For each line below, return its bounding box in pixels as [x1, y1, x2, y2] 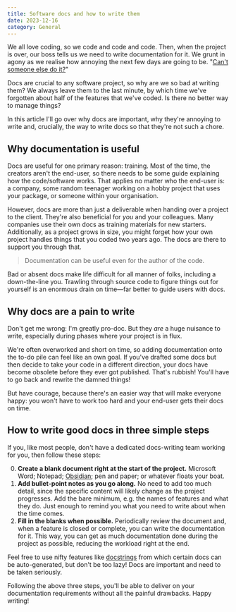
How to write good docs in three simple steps [7, 424, 210, 436]
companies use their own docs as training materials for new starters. [7, 220, 206, 229]
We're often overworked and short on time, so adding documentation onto [7, 345, 223, 353]
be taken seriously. [7, 568, 63, 576]
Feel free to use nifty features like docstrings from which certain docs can [7, 553, 222, 561]
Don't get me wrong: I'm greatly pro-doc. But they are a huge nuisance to [7, 324, 221, 332]
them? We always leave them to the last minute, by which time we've [7, 86, 206, 95]
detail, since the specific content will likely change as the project [17, 486, 206, 495]
